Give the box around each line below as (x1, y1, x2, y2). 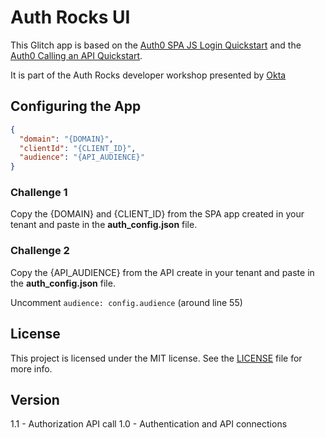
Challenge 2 (10, 244, 70, 258)
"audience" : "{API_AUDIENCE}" (19, 152, 145, 163)
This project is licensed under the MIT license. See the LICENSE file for (10, 352, 303, 364)
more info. (10, 362, 53, 375)
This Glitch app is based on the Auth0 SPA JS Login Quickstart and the (10, 39, 302, 51)
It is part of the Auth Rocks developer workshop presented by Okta (10, 69, 287, 81)
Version (10, 391, 60, 408)
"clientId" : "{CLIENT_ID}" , (19, 143, 137, 153)
